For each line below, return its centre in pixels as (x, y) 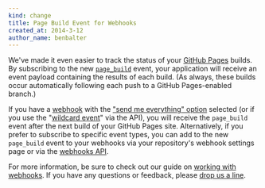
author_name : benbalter (48, 38)
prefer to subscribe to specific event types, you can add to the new (119, 135)
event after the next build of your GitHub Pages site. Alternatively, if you (126, 126)
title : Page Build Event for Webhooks (72, 23)
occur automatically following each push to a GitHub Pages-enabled (120, 86)
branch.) (22, 94)
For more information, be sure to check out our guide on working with (122, 167)
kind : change (30, 15)
